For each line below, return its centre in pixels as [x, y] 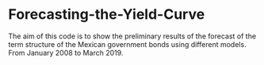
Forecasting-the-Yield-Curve [107, 14]
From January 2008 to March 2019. [66, 52]
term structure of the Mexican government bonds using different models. [128, 44]
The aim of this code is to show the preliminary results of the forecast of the [132, 36]
